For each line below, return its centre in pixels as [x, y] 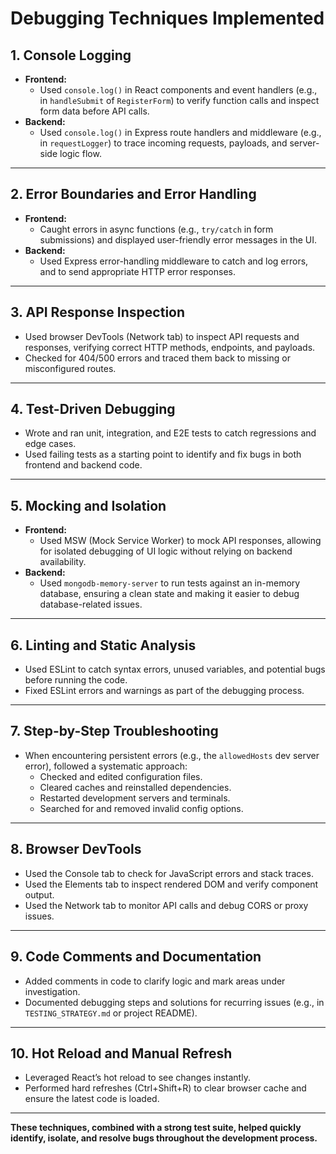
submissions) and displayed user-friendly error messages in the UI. [178, 239]
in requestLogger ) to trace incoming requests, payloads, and [163, 143]
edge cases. [50, 444]
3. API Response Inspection [98, 312]
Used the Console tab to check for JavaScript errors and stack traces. [169, 873]
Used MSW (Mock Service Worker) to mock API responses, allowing [180, 541]
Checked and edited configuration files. [121, 776]
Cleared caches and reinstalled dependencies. [135, 787]
